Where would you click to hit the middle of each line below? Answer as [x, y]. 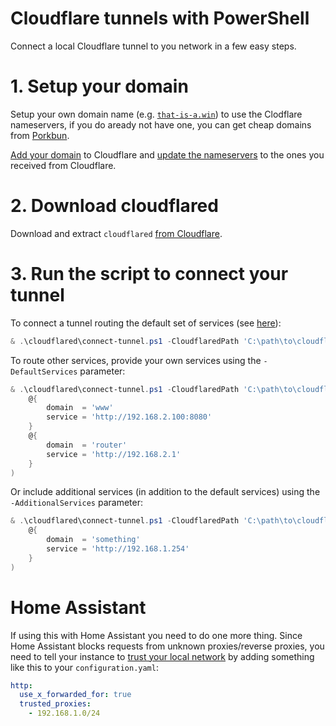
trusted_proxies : [55, 704]
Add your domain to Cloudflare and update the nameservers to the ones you [167, 154]
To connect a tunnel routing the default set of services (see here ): [146, 323]
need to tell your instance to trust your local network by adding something [162, 656]
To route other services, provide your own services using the [136, 360]
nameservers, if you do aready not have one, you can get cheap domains [161, 124]
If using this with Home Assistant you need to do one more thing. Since [156, 635]
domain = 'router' [87, 445]
